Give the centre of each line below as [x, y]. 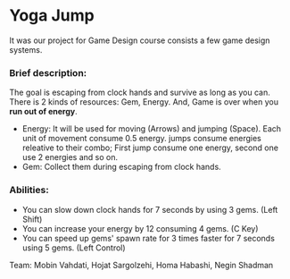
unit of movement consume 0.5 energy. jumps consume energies [141, 139]
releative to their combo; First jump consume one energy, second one [150, 148]
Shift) [32, 219]
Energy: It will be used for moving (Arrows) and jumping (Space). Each [152, 129]
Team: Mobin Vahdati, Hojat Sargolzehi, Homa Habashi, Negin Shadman [141, 265]
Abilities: [29, 190]
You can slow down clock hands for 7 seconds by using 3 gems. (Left [150, 209]
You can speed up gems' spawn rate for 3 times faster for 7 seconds [148, 238]
